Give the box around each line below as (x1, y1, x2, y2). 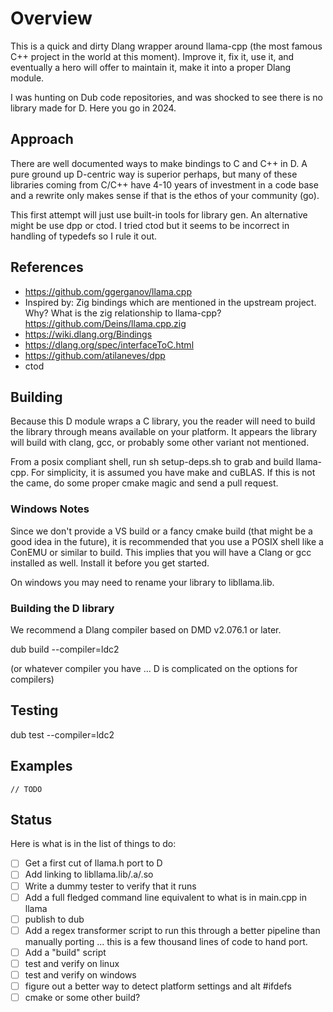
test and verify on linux (24, 957, 120, 969)
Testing (10, 702, 59, 719)
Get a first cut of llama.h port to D (24, 857, 163, 869)
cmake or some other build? (24, 992, 141, 1004)
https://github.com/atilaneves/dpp (24, 349, 166, 361)
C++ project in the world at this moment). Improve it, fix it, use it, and (10, 50, 295, 62)
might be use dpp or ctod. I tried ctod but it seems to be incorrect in (10, 219, 290, 231)
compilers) (10, 673, 55, 685)
